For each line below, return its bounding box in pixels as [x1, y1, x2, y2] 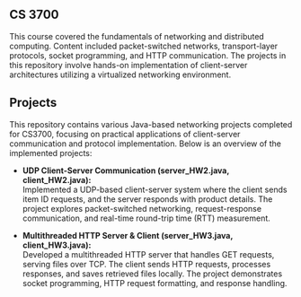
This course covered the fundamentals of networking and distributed [9, 31, 265, 41]
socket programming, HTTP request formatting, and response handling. [22, 277, 288, 288]
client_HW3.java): [22, 240, 92, 250]
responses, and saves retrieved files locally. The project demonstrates [22, 268, 283, 279]
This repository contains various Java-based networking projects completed [9, 118, 293, 129]
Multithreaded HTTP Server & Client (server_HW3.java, [22, 230, 234, 240]
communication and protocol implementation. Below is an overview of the [9, 138, 281, 149]
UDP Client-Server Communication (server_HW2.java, [22, 165, 230, 176]
